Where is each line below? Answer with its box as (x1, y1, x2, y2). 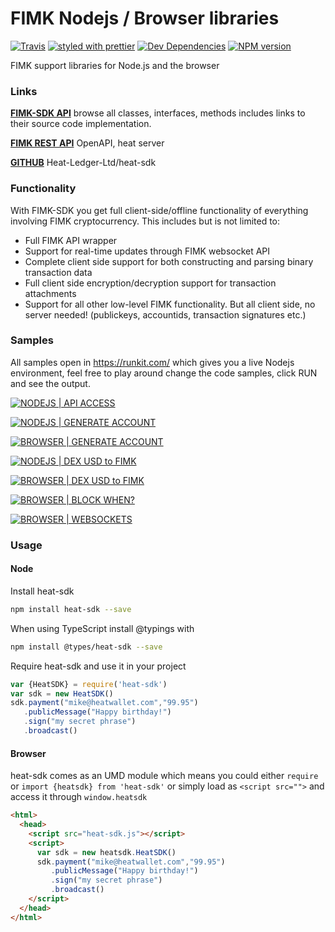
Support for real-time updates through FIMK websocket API (24, 245, 271, 257)
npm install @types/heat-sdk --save (10, 642, 163, 652)
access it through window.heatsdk (10, 791, 148, 803)
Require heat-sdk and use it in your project (10, 660, 187, 672)
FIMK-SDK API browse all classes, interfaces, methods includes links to (10, 107, 306, 119)
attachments (24, 287, 77, 299)
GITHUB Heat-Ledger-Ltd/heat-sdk (10, 157, 157, 169)
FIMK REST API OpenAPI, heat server (10, 137, 165, 149)
